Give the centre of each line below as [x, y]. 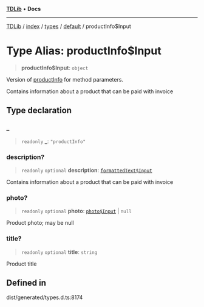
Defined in [26, 283]
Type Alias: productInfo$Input [84, 51]
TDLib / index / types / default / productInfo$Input [69, 26]
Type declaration [39, 111]
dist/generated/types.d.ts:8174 [45, 297]
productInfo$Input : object [55, 68]
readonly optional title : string [59, 252]
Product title [22, 264]
